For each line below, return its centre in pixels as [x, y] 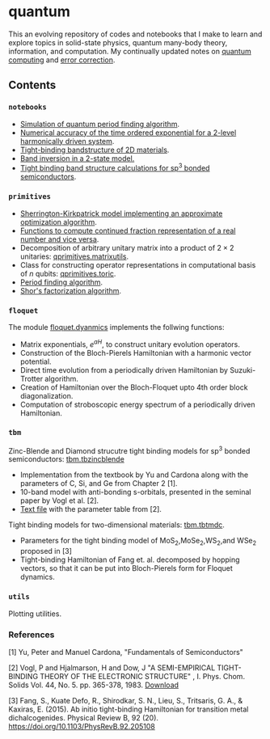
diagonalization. [46, 395]
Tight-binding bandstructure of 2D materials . [95, 150]
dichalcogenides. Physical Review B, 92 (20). [84, 717]
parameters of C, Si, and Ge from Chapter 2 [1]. [99, 484]
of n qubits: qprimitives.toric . [68, 273]
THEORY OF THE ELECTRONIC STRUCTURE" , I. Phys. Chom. [142, 676]
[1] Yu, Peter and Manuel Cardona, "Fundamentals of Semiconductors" [126, 652]
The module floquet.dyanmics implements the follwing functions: [116, 327]
